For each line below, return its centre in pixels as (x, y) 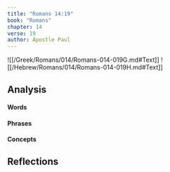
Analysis (27, 90)
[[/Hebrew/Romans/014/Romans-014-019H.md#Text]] (85, 67)
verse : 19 (22, 33)
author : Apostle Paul (39, 40)
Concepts (22, 139)
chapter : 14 (25, 27)
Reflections (33, 161)
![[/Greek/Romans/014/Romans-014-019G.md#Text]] (83, 60)
